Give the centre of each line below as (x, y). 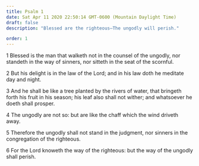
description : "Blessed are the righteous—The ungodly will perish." (93, 28)
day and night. (24, 80)
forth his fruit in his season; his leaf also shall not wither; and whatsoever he (99, 97)
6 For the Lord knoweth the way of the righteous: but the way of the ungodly (99, 151)
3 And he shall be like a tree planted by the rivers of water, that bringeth (94, 91)
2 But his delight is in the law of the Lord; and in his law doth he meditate (95, 73)
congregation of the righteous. (44, 139)
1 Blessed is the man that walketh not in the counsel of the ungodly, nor (93, 56)
